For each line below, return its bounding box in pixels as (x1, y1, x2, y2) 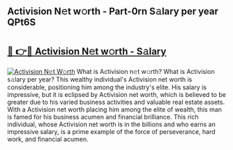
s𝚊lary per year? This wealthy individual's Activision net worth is (7, 75, 193, 83)
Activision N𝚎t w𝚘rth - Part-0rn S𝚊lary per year (7, 6, 218, 17)
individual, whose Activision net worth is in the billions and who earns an (7, 120, 216, 128)
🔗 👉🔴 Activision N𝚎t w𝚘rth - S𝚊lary (7, 45, 167, 57)
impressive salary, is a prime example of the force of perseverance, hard (7, 128, 216, 135)
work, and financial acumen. (7, 135, 89, 143)
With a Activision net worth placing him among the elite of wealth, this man (7, 105, 222, 114)
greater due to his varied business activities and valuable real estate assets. (7, 98, 225, 106)
